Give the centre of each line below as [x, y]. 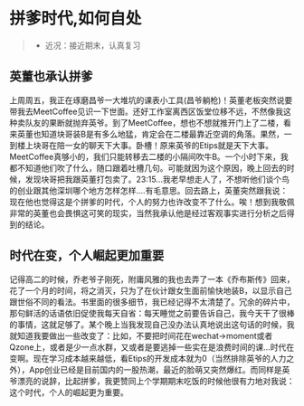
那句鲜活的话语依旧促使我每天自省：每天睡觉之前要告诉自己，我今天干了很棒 [152, 313]
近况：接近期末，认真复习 [93, 45]
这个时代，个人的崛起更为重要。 [69, 392]
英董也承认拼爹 [51, 76]
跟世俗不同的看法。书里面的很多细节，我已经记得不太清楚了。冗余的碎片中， [152, 302]
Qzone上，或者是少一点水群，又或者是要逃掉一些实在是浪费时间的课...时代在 [152, 347]
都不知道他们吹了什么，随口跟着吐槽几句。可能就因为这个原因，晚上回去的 [148, 167]
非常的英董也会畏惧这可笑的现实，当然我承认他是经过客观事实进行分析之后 [148, 212]
